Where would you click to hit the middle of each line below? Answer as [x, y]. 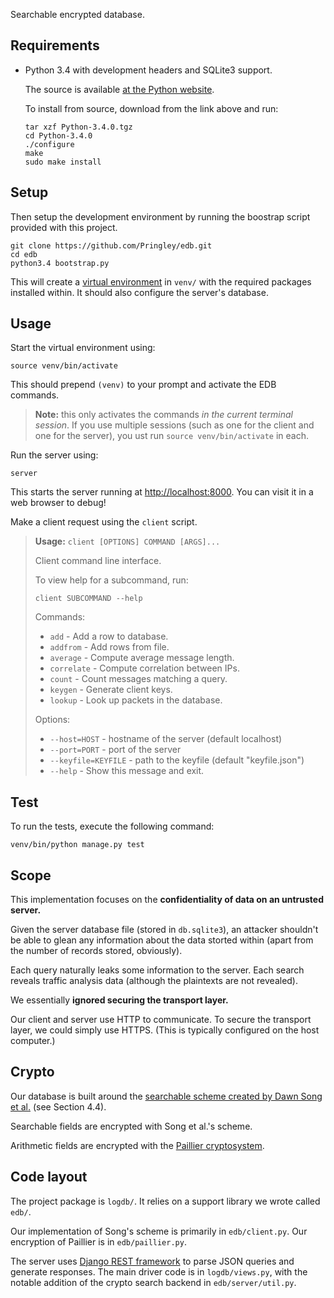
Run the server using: [54, 455]
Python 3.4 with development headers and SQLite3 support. [148, 70]
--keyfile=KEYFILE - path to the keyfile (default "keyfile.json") [177, 760]
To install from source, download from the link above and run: [151, 108]
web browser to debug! [58, 503]
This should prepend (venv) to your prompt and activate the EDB [143, 385]
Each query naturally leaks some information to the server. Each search [157, 970]
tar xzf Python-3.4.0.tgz [78, 127]
